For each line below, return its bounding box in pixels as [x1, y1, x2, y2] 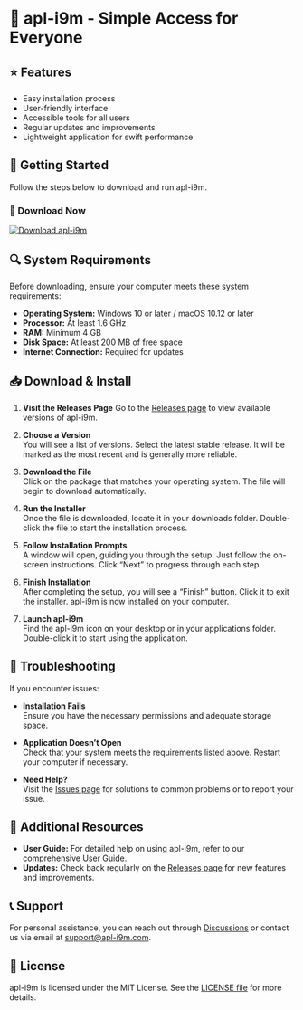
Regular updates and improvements [22, 122, 156, 132]
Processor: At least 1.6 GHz [22, 317, 127, 329]
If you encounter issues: [9, 682, 99, 693]
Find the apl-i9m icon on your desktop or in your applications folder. [22, 623, 277, 634]
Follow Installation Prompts [22, 539, 128, 550]
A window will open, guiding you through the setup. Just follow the [22, 549, 271, 560]
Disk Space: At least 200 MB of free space [22, 337, 183, 348]
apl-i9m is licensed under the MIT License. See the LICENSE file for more [9, 982, 282, 993]
